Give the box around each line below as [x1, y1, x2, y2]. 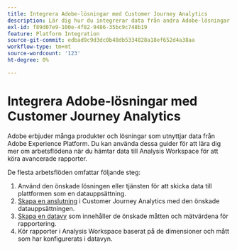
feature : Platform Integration [7, 30, 100, 38]
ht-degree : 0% [7, 57, 50, 64]
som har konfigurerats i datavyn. [17, 234, 113, 243]
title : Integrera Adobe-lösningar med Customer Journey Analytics [7, 10, 208, 18]
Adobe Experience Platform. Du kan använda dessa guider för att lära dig [7, 139, 221, 147]
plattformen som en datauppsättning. [17, 189, 126, 198]
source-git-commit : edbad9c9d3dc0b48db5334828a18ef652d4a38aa [7, 37, 195, 44]
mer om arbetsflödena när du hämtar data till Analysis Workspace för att [7, 147, 219, 155]
